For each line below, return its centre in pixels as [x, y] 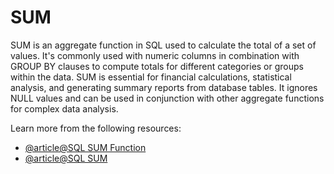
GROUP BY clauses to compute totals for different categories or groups [157, 66]
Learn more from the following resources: [96, 128]
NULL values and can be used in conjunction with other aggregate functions [167, 98]
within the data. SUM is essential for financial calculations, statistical [151, 77]
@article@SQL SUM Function [85, 147]
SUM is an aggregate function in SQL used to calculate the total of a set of [163, 45]
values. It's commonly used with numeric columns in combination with [155, 55]
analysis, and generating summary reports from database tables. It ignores [164, 87]
